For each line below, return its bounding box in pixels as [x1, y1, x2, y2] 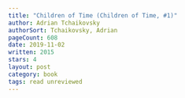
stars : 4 [8, 56, 37, 64]
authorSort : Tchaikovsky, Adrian [8, 26, 118, 34]
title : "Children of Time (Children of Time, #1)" [8, 11, 178, 20]
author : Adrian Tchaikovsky [8, 19, 101, 27]
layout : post [8, 63, 51, 71]
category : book [8, 70, 58, 78]
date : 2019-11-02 [8, 41, 65, 49]
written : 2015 [8, 48, 55, 56]
